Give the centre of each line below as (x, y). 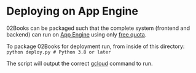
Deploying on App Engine (72, 11)
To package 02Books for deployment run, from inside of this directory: (96, 46)
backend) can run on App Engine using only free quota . (76, 34)
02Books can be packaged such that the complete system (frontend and (98, 28)
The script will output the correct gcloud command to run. (80, 63)
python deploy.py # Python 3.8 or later (59, 52)
